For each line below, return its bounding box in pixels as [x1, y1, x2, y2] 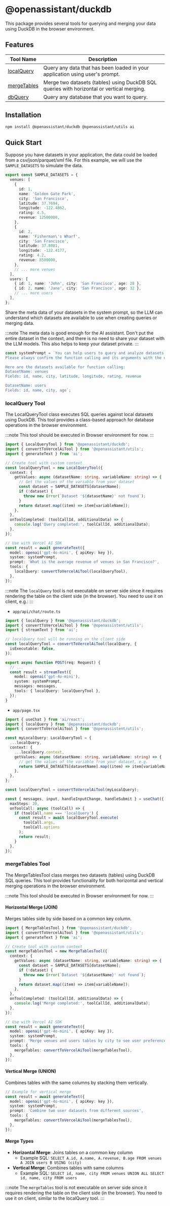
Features [5, 41, 34, 49]
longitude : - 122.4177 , [18, 248, 67, 253]
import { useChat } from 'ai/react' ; [5, 717, 85, 722]
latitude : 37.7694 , [18, 201, 60, 206]
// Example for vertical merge [5, 1089, 71, 1094]
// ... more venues [14, 267, 56, 272]
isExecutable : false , [10, 646, 56, 651]
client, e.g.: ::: [5, 598, 34, 605]
